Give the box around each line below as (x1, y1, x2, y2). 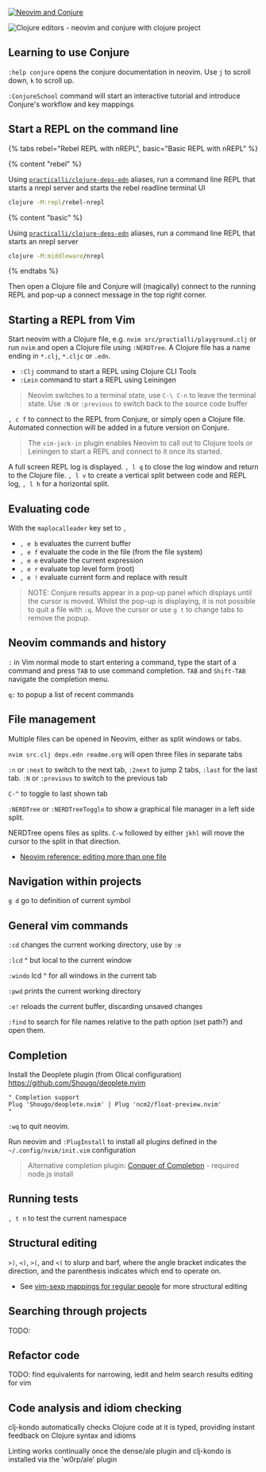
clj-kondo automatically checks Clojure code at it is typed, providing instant (8, 1423, 256, 1432)
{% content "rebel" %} (8, 159, 82, 169)
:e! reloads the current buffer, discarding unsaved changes (8, 1002, 203, 1011)
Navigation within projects (8, 875, 141, 889)
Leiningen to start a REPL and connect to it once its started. (27, 446, 222, 457)
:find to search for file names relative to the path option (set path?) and (8, 1017, 243, 1026)
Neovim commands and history (8, 637, 167, 650)
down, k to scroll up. (8, 76, 75, 85)
